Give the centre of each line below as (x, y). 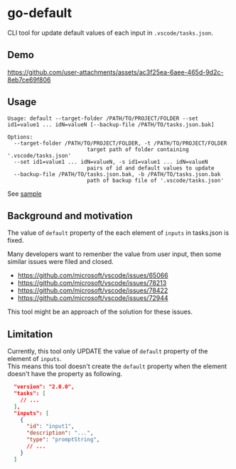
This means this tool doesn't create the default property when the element (117, 366)
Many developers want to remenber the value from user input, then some (114, 254)
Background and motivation (70, 215)
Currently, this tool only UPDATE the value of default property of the (108, 351)
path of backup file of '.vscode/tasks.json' (155, 180)
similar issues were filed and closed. (60, 262)
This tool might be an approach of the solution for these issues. (100, 312)
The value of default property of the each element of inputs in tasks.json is (118, 233)
